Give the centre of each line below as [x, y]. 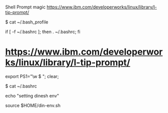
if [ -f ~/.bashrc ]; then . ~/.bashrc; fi [43, 32]
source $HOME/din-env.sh [33, 105]
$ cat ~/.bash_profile [27, 22]
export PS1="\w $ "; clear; [32, 76]
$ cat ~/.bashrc [21, 86]
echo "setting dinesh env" [32, 96]
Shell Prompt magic [25, 7]
